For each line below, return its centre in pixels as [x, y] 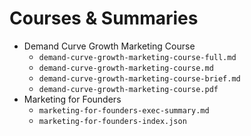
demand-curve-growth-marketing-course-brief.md [139, 78]
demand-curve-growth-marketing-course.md [126, 68]
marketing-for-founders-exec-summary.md [124, 110]
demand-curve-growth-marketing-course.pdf [128, 89]
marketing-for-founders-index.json [112, 121]
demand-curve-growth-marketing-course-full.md [137, 57]
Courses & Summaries [104, 18]
